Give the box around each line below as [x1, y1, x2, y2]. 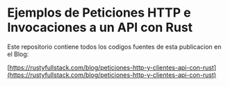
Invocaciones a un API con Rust [7, 19, 193, 35]
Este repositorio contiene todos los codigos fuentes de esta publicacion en [7, 42, 222, 51]
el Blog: [7, 50, 29, 58]
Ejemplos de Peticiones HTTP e [7, 5, 191, 21]
